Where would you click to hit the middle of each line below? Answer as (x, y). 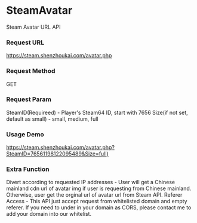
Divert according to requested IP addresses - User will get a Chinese (90, 182)
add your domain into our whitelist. (49, 214)
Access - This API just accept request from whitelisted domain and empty (97, 201)
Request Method (31, 71)
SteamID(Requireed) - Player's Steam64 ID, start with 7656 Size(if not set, (97, 112)
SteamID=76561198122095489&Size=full (56, 154)
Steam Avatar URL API (33, 27)
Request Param (29, 99)
